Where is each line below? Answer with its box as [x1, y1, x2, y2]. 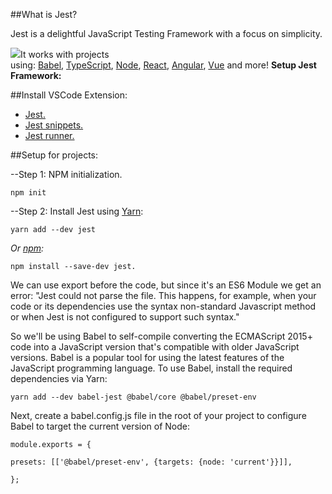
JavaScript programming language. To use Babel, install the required [10, 362, 293, 374]
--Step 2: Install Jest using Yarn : [10, 205, 144, 217]
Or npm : [10, 242, 45, 254]
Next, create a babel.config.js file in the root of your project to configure [10, 410, 307, 421]
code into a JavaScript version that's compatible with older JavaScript [10, 341, 300, 353]
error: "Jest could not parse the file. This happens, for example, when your [10, 290, 317, 301]
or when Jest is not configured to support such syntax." [10, 311, 240, 323]
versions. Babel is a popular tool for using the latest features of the [10, 352, 285, 363]
